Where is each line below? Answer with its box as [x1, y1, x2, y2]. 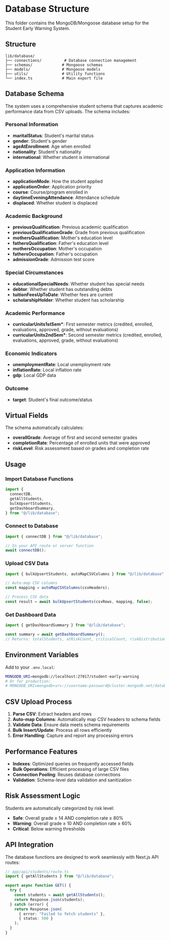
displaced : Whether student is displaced [12, 200, 98, 206]
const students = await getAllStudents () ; [14, 892, 105, 898]
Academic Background [5, 213, 63, 220]
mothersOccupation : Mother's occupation [12, 246, 102, 252]
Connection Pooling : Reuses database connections [12, 771, 120, 777]
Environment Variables [5, 651, 79, 659]
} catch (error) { [10, 902, 49, 907]
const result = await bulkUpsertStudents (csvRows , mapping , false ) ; [5, 599, 153, 604]
